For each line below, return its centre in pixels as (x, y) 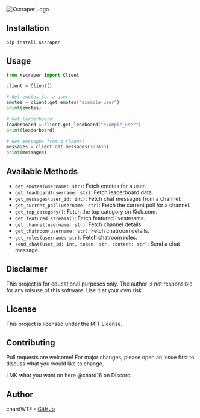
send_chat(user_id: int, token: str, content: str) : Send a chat (97, 243)
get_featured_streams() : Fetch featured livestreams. (80, 218)
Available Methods (42, 171)
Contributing (31, 343)
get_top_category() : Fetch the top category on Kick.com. (86, 211)
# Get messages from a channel (45, 141)
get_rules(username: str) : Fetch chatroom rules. (76, 237)
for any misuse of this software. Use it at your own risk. (75, 290)
